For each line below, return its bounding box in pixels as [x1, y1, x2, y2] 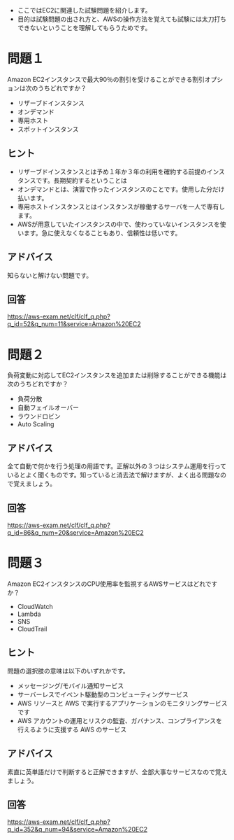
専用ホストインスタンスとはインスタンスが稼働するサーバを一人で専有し [17, 202, 226, 211]
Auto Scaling [17, 420, 54, 428]
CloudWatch [17, 602, 54, 610]
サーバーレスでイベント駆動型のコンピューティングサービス [17, 690, 189, 699]
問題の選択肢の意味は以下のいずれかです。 [7, 666, 129, 675]
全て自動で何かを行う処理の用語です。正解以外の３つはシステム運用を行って [7, 462, 227, 470]
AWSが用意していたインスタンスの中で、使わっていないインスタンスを [17, 220, 220, 228]
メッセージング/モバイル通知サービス [17, 681, 124, 689]
